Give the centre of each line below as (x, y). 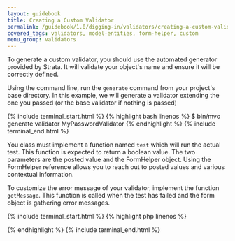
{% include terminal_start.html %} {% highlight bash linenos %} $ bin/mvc (114, 117)
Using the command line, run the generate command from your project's (111, 88)
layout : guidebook (34, 14)
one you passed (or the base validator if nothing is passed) (92, 103)
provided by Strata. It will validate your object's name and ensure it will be (114, 67)
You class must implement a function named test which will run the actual (114, 145)
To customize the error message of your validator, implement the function (113, 188)
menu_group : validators (42, 40)
